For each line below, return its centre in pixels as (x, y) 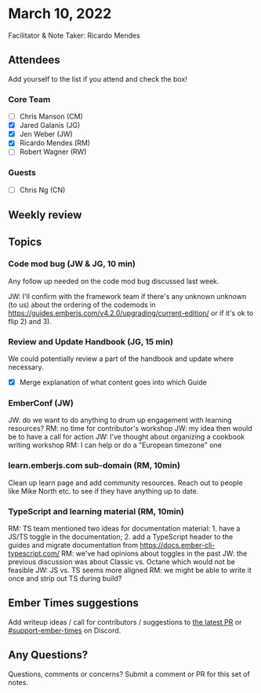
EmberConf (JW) (41, 403)
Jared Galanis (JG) (50, 126)
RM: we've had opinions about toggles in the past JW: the (154, 553)
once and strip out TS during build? (65, 578)
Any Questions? (48, 655)
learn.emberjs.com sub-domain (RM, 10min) (94, 465)
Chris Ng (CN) (42, 190)
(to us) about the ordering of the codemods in (82, 305)
